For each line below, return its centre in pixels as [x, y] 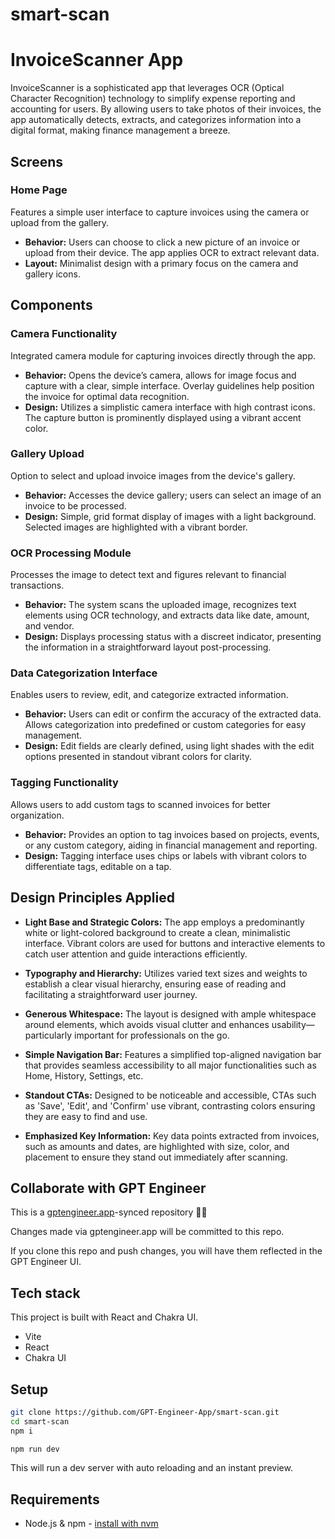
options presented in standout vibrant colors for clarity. [138, 757]
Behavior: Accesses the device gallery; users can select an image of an [173, 495]
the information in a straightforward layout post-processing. [148, 647]
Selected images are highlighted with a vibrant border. [136, 527]
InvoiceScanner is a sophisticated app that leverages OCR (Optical [147, 88]
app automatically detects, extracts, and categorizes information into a [156, 120]
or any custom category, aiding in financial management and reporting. [171, 845]
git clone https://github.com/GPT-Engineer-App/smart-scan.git [145, 1412]
